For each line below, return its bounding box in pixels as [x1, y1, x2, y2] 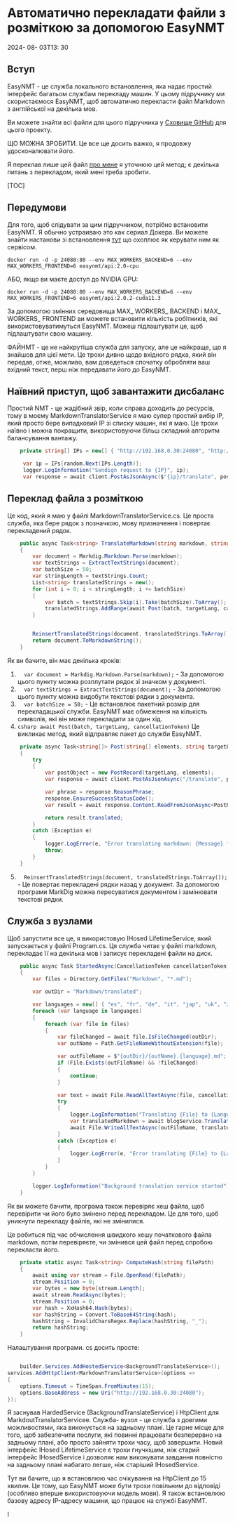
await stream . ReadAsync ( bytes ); [32, 1292, 127, 1299]
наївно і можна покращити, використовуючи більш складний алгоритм [7, 426, 220, 435]
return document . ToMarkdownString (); [32, 637, 142, 644]
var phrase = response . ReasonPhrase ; [44, 789, 155, 796]
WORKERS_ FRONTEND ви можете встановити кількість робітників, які [7, 314, 218, 322]
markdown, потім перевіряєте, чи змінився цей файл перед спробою [7, 1237, 213, 1246]
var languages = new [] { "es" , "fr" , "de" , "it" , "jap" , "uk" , [32, 1001, 221, 1008]
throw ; [44, 847, 64, 854]
